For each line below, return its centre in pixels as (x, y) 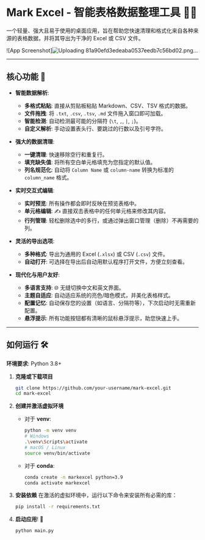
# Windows (37, 436)
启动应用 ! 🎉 (29, 519)
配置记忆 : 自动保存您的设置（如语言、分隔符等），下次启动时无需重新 (110, 303)
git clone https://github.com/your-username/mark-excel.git (93, 388)
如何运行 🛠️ (27, 345)
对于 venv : (38, 419)
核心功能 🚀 (26, 77)
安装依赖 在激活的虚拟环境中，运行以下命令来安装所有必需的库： (96, 495)
